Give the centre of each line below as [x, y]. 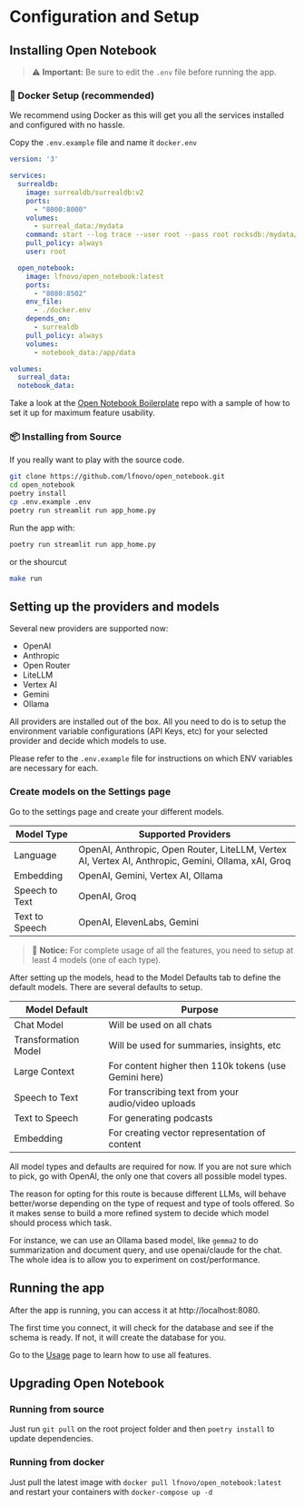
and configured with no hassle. [67, 125]
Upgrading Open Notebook [87, 1383]
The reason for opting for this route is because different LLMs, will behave [148, 1194]
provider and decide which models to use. [88, 741]
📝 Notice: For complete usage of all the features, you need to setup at [162, 950]
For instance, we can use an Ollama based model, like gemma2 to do [134, 1240]
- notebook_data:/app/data [84, 352]
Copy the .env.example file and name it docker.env [103, 143]
